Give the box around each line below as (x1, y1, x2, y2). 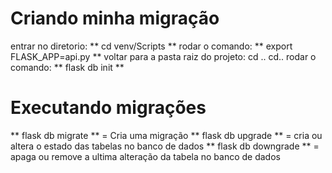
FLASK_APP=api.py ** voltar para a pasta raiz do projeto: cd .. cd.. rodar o (10, 50, 317, 62)
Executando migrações (10, 97, 207, 119)
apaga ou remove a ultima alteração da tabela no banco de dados (10, 150, 281, 162)
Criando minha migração (10, 7, 220, 30)
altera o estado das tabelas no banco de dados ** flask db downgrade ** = (10, 140, 320, 152)
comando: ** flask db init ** (10, 61, 125, 73)
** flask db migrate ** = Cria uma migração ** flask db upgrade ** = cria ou (10, 129, 323, 141)
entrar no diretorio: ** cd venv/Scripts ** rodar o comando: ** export (10, 40, 293, 52)
